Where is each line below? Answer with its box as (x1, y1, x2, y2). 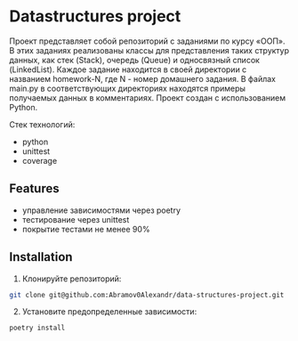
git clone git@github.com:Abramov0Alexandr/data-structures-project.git (9, 290, 285, 299)
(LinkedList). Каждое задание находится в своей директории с (9, 64, 247, 75)
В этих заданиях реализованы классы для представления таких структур (9, 45, 290, 55)
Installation (9, 249, 73, 264)
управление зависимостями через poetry (21, 205, 181, 215)
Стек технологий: (9, 118, 76, 130)
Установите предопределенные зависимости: (21, 306, 197, 317)
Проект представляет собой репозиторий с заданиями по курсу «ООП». (9, 36, 286, 46)
